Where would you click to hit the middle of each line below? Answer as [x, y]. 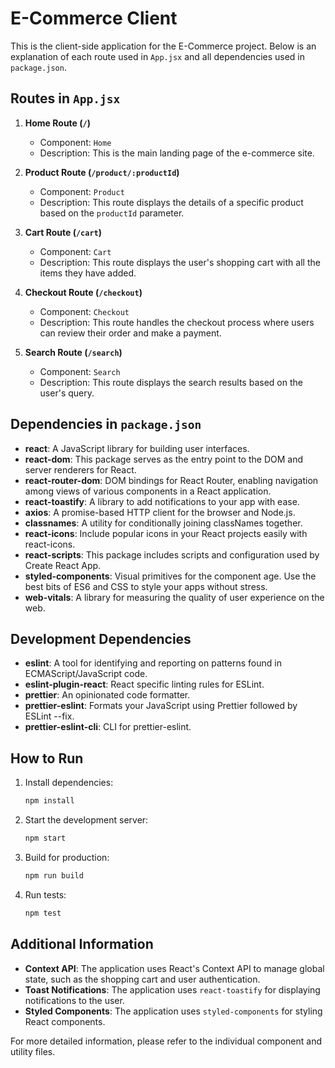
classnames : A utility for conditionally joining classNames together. [163, 523]
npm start [45, 838]
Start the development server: [86, 820]
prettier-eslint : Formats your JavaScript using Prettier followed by [161, 706]
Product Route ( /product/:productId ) [102, 172]
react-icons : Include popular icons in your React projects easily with [166, 533]
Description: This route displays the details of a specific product [171, 202]
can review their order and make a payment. [130, 333]
